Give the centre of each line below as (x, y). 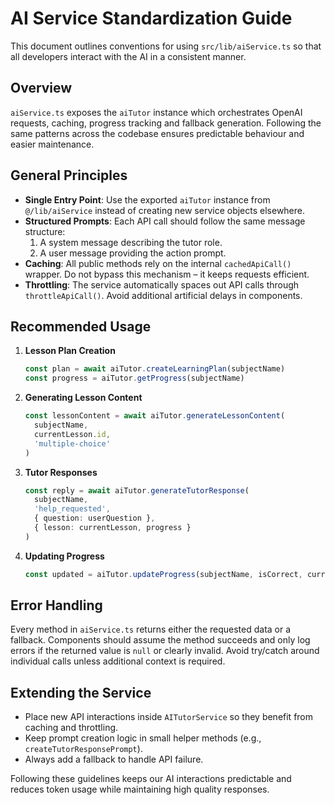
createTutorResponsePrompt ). (83, 749)
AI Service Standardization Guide (151, 18)
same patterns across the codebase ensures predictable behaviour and (157, 133)
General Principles (69, 175)
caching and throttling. (71, 728)
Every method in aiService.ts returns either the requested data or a (151, 629)
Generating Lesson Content (83, 398)
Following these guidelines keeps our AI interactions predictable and (151, 779)
